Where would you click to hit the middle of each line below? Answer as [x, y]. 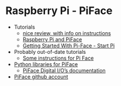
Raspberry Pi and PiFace [52, 39]
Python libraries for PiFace [46, 64]
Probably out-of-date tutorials [50, 51]
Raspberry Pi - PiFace [59, 11]
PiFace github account [41, 77]
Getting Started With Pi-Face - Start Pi [69, 46]
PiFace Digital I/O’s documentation [64, 70]
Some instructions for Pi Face [58, 58]
